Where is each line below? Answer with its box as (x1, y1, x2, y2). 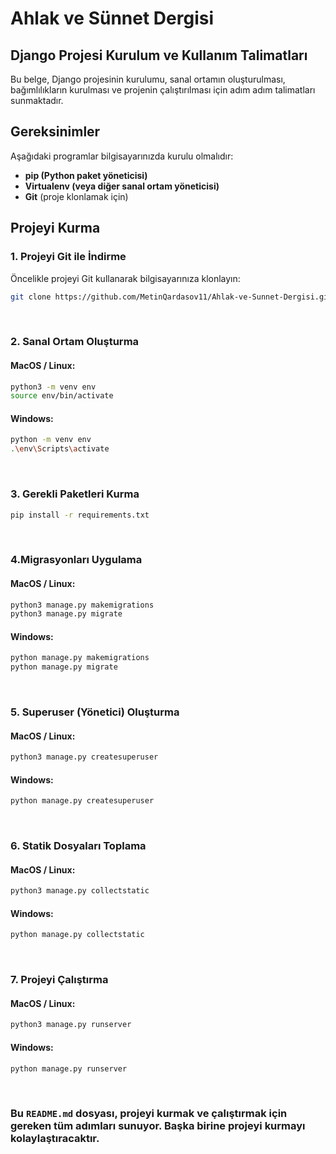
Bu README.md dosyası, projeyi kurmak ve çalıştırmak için (10, 1107, 288, 1121)
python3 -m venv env (10, 382, 97, 392)
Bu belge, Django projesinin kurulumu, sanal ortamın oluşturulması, (10, 73, 286, 85)
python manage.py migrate (10, 662, 118, 672)
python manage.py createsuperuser (10, 796, 155, 806)
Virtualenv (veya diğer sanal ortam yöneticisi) (24, 180, 220, 192)
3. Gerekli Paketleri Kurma (10, 487, 140, 501)
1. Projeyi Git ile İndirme (10, 250, 127, 264)
